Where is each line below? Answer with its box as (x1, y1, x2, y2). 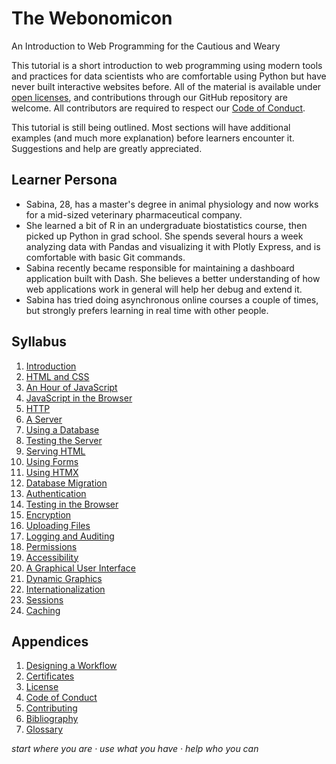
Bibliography (25, 713, 79, 725)
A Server (25, 413, 63, 425)
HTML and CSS (25, 370, 90, 382)
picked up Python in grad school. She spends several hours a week (25, 230, 304, 242)
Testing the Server (25, 434, 103, 446)
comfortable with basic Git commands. (25, 251, 186, 263)
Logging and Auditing (25, 530, 115, 542)
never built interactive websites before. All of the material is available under (11, 80, 322, 92)
